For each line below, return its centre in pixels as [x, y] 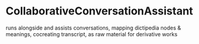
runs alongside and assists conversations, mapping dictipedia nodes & [93, 28]
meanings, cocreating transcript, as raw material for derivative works [92, 34]
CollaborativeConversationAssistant [99, 11]
